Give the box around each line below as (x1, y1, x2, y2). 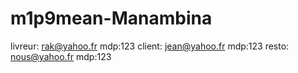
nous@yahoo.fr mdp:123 (10, 50, 112, 62)
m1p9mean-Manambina (10, 7, 213, 30)
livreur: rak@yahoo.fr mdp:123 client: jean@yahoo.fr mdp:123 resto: (10, 40, 290, 52)
